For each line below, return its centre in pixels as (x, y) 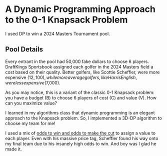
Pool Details (24, 49)
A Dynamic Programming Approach (80, 9)
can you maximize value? (31, 103)
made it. (13, 149)
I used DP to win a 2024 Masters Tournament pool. (57, 33)
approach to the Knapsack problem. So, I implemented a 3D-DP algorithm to (84, 118)
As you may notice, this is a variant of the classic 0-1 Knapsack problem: (80, 92)
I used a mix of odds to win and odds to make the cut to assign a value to (80, 133)
